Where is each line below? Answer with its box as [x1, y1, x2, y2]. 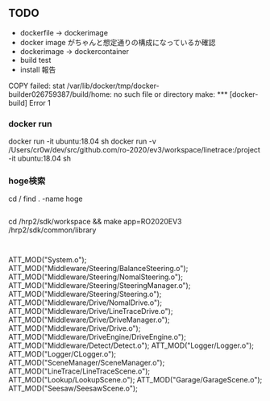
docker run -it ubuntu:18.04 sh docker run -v [8, 136, 157, 146]
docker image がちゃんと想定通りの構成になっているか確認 [19, 37, 216, 47]
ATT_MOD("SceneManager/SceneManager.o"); [8, 358, 165, 368]
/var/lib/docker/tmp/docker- [67, 81, 160, 90]
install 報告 [19, 65, 56, 74]
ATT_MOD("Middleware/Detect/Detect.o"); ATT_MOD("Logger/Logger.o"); [8, 340, 254, 350]
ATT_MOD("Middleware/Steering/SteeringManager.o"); [8, 281, 191, 290]
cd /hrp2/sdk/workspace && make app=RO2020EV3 [8, 217, 183, 227]
